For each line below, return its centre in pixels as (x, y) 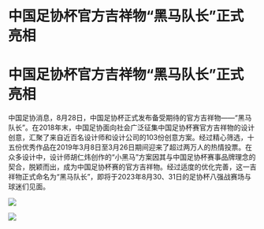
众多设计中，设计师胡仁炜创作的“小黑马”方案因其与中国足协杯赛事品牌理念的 (132, 157)
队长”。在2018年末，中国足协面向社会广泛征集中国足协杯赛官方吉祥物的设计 (131, 127)
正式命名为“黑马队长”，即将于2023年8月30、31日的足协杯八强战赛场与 (137, 177)
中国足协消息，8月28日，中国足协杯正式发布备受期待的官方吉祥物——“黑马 (130, 118)
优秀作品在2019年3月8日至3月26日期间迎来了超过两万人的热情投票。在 (137, 147)
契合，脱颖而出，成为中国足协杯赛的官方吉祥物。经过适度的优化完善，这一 (129, 167)
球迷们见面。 (29, 187)
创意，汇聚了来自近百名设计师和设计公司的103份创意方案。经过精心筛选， (128, 138)
